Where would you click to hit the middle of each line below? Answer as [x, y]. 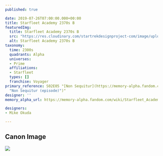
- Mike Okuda [18, 113]
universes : [20, 59]
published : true [21, 9]
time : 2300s [22, 50]
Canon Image [25, 137]
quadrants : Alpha [27, 54]
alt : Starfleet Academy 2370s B [42, 41]
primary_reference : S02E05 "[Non [39, 86]
